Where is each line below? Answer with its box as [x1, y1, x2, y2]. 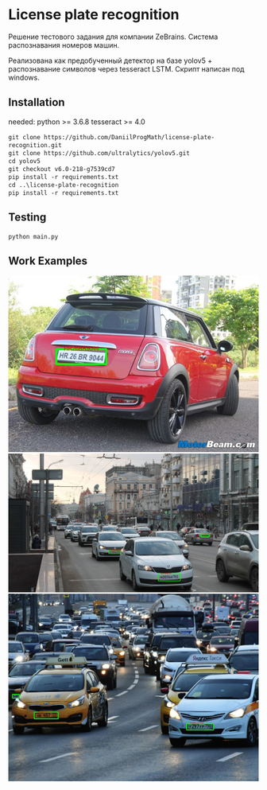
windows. [8, 72, 40, 82]
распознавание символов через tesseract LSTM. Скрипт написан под [8, 64, 245, 73]
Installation [8, 95, 65, 109]
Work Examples [8, 254, 88, 267]
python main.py [8, 232, 59, 240]
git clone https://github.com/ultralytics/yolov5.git [8, 149, 191, 157]
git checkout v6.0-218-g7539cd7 [8, 165, 115, 173]
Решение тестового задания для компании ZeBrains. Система [8, 32, 219, 41]
